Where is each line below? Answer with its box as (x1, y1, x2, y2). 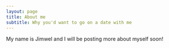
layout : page (6, 8, 38, 15)
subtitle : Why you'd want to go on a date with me (6, 19, 132, 25)
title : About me (6, 14, 46, 20)
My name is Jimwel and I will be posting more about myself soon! (6, 36, 164, 43)
